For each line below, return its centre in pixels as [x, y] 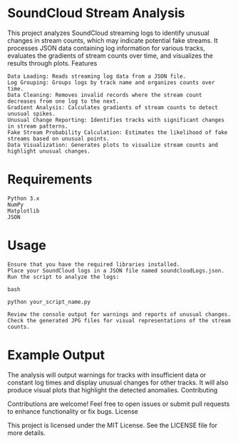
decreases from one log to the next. [63, 101]
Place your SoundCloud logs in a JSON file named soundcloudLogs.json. [116, 270]
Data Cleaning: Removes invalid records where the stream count [105, 95]
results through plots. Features [52, 63]
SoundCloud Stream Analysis [96, 13]
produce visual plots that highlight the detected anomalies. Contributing [113, 389]
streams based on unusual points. [59, 138]
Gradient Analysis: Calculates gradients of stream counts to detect [113, 107]
